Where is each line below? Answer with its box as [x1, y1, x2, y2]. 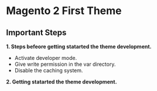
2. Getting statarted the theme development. [6, 78, 117, 85]
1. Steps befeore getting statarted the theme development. [6, 43, 152, 50]
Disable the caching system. [14, 67, 83, 74]
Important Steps [6, 28, 67, 38]
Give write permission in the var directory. [14, 60, 116, 68]
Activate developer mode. [14, 55, 77, 61]
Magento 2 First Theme [6, 4, 122, 18]
